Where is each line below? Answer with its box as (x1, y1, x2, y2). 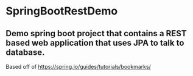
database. (5, 47, 45, 57)
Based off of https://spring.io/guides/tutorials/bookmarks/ (5, 63, 152, 70)
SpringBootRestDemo (5, 4, 118, 18)
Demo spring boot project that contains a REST (5, 28, 187, 39)
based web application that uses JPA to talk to (5, 37, 184, 48)
